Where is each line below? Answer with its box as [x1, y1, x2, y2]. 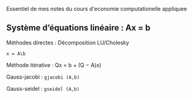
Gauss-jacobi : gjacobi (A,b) [6, 73, 80, 80]
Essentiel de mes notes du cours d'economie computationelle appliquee [6, 5, 188, 12]
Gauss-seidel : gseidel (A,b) [6, 85, 80, 92]
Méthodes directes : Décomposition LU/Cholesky [6, 39, 130, 46]
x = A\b [6, 51, 26, 57]
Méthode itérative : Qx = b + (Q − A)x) [6, 61, 102, 69]
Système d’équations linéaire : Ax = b [6, 23, 151, 33]
